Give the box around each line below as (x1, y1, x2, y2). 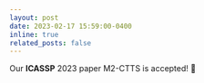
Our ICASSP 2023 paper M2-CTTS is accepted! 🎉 (9, 63, 197, 74)
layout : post (9, 13, 59, 23)
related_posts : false (9, 38, 92, 48)
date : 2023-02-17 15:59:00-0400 (9, 22, 132, 31)
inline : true (9, 30, 59, 39)
